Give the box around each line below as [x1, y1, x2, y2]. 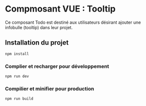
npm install [5, 51, 29, 56]
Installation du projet [5, 39, 69, 47]
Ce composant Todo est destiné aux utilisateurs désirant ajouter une [5, 19, 141, 25]
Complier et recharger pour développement [5, 63, 110, 70]
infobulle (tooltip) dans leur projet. [5, 24, 73, 30]
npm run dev [5, 74, 29, 78]
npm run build [5, 96, 34, 101]
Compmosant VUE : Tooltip [5, 3, 116, 15]
